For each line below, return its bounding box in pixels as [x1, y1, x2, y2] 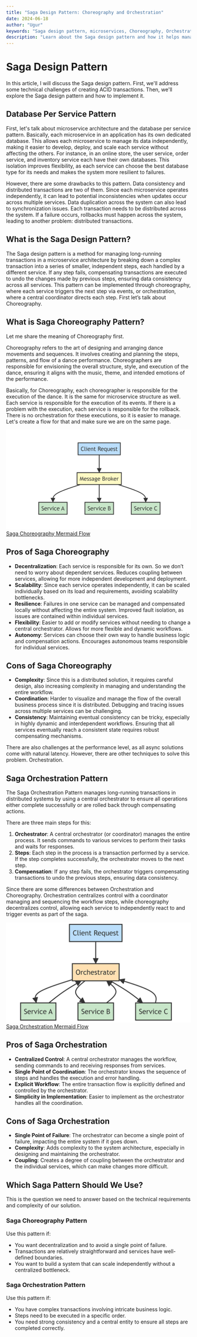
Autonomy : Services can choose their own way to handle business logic [14, 631, 191, 638]
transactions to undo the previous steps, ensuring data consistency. [14, 874, 179, 882]
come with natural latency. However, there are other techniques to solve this [6, 750, 190, 758]
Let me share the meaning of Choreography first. [6, 333, 124, 340]
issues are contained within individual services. [14, 612, 129, 619]
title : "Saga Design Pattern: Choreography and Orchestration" [6, 9, 164, 15]
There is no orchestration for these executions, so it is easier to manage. [6, 411, 181, 418]
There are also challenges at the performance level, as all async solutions [6, 744, 184, 751]
